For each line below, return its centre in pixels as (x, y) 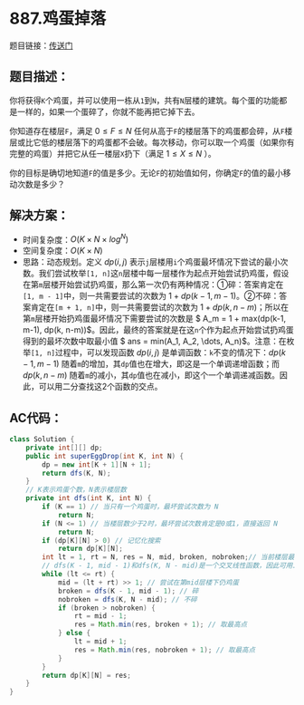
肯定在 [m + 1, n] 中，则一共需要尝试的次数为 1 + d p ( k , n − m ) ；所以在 (160, 307)
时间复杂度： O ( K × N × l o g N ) (76, 238)
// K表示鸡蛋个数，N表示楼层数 (76, 490)
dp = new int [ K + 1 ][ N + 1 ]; (97, 464)
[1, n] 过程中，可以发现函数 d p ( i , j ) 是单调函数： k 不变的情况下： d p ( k (158, 352)
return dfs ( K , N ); (76, 473)
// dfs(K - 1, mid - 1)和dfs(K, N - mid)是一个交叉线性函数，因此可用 (167, 566)
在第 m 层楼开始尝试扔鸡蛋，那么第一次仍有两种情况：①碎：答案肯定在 (153, 285)
